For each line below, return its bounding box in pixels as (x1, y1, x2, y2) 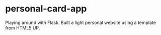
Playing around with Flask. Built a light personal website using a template (5, 19, 156, 25)
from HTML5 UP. (5, 24, 40, 30)
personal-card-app (5, 3, 87, 14)
